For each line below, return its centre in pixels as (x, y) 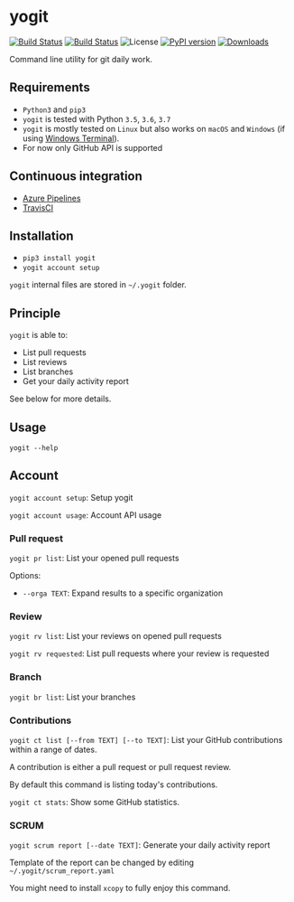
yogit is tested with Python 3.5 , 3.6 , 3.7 (96, 118)
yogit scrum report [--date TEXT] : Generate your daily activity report (140, 845)
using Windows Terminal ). (71, 138)
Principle (35, 313)
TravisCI (38, 207)
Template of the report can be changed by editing (101, 863)
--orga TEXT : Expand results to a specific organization (123, 593)
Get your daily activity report (75, 381)
